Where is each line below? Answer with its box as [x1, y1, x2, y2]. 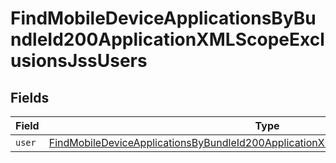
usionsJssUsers [10, 50, 148, 72]
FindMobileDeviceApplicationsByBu [10, 7, 317, 30]
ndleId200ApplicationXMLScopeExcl [10, 28, 325, 51]
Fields [10, 89, 50, 106]
